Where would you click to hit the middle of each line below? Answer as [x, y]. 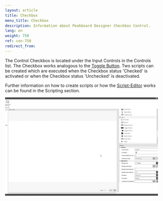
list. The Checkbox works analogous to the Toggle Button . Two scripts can [79, 66]
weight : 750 [17, 36]
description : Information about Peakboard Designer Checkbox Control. [78, 26]
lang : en [14, 31]
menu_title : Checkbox [27, 20]
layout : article [21, 10]
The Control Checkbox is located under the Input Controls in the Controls [78, 60]
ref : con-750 [18, 41]
